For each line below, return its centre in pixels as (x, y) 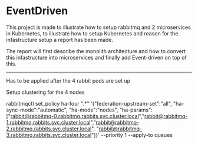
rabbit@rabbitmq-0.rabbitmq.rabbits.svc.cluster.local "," (77, 116)
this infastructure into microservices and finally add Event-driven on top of (96, 57)
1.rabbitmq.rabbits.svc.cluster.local (48, 122)
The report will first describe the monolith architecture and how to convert (96, 51)
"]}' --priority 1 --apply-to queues (132, 135)
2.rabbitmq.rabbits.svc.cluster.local (49, 129)
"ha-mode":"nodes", (94, 110)
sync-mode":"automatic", (37, 110)
